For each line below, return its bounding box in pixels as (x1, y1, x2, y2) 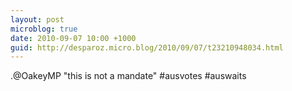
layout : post (10, 14, 65, 25)
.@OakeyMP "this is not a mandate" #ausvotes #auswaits (10, 70, 247, 82)
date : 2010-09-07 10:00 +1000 (10, 33, 137, 43)
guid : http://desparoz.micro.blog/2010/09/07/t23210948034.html (10, 42, 284, 53)
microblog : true (10, 24, 78, 34)
